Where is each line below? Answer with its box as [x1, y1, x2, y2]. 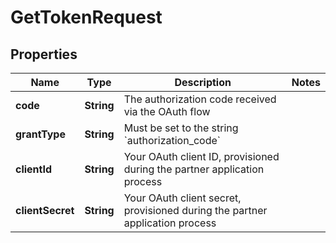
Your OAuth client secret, [123, 191, 242, 205]
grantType [15, 127, 66, 141]
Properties [10, 46, 78, 63]
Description [174, 76, 232, 89]
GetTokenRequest [10, 6, 163, 29]
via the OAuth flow [123, 105, 211, 118]
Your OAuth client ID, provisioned [123, 150, 280, 163]
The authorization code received [123, 92, 277, 106]
